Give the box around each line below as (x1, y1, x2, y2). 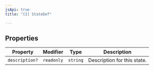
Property (12, 48, 34, 55)
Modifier (42, 48, 64, 55)
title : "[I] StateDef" (5, 12, 52, 17)
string (68, 57, 84, 63)
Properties (5, 34, 38, 42)
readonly (42, 57, 63, 63)
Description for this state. (88, 57, 147, 64)
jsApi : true (5, 7, 30, 12)
